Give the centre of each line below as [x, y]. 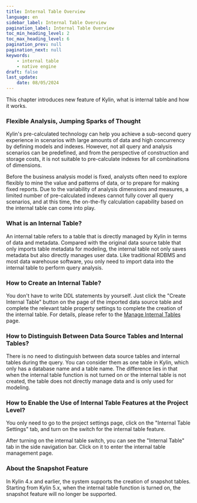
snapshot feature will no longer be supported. [61, 494]
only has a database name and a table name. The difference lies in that [92, 369]
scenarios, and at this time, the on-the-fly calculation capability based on [95, 202]
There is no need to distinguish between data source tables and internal [93, 356]
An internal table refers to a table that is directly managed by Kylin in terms [96, 236]
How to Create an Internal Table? [54, 282]
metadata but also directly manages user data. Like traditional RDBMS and [96, 255]
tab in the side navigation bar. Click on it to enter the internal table [86, 447]
